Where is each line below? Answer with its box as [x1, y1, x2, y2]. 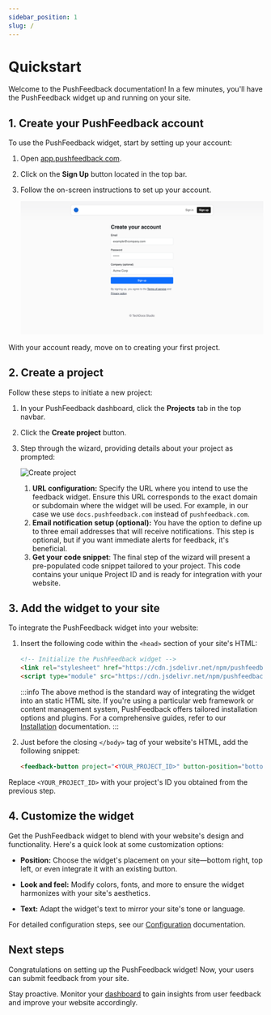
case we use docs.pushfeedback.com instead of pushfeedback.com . [32, 509, 250, 519]
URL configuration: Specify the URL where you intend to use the [32, 483, 248, 493]
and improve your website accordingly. [8, 997, 138, 1007]
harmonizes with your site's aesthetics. [19, 888, 151, 897]
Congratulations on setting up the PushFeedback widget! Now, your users [8, 965, 255, 974]
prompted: [19, 452, 55, 461]
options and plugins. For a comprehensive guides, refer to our [19, 713, 227, 723]
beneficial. [32, 543, 68, 553]
